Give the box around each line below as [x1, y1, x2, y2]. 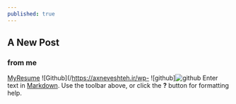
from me [7, 57, 37, 67]
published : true [7, 10, 55, 18]
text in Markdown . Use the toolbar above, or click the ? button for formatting [7, 81, 230, 90]
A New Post [7, 37, 60, 49]
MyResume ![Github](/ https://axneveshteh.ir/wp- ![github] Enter [7, 74, 218, 82]
